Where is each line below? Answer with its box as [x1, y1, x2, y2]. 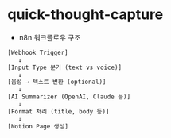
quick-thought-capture [7, 6, 164, 24]
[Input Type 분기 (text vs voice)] [7, 63, 122, 71]
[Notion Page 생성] [7, 122, 69, 130]
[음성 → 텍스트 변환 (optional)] [7, 78, 107, 86]
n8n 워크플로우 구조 [18, 33, 81, 42]
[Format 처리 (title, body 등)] [7, 107, 110, 116]
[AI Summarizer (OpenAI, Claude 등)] [7, 93, 131, 101]
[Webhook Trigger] [7, 48, 68, 56]
